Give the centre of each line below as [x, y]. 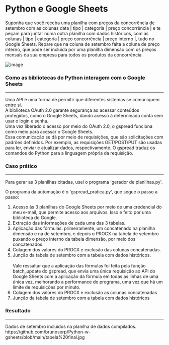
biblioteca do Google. [35, 218]
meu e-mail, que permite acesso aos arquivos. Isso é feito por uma [82, 212]
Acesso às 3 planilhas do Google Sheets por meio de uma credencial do [87, 206]
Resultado [18, 311]
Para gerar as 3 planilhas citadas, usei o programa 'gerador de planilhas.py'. [84, 182]
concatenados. [28, 244]
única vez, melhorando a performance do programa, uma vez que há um [88, 282]
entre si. [14, 105]
